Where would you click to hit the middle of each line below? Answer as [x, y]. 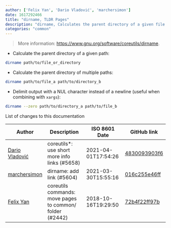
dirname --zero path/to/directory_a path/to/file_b [61, 106]
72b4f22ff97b [142, 201]
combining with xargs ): [37, 97]
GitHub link [144, 132]
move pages [62, 198]
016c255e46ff [143, 174]
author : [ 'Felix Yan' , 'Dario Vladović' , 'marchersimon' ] [68, 10]
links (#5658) [64, 163]
